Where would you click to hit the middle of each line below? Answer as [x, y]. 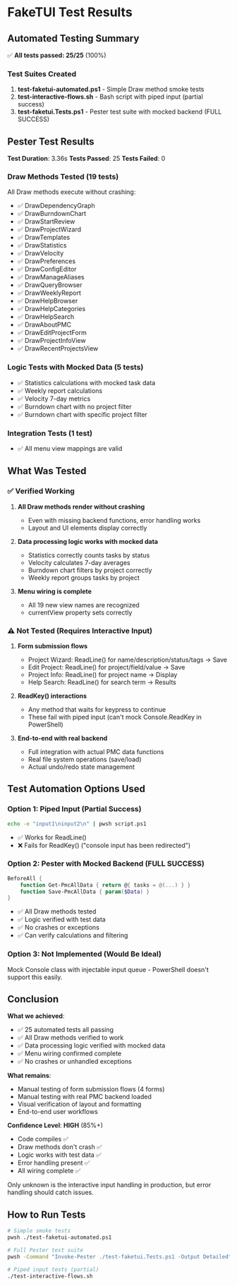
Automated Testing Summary [73, 38]
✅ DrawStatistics [42, 245]
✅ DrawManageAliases [51, 277]
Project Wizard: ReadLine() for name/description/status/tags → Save [128, 660]
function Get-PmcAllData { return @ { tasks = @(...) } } [105, 885]
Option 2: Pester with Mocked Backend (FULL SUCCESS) [106, 863]
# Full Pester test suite [45, 1250]
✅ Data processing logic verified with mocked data [91, 1045]
